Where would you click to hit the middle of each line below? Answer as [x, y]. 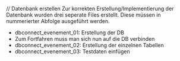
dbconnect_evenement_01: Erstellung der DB [70, 33]
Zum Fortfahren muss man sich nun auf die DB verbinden [85, 39]
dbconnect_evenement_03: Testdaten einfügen [72, 52]
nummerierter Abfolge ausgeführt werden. [58, 21]
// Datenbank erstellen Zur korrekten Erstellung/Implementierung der [90, 9]
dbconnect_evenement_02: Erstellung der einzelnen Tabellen [89, 45]
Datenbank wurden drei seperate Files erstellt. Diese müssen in [84, 15]
